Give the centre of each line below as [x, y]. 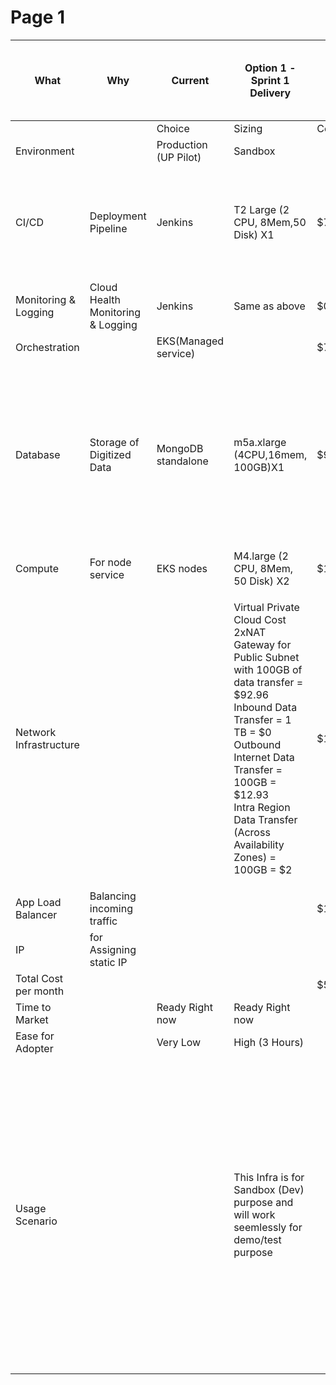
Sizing [248, 128]
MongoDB [180, 448]
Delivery [270, 93]
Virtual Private [266, 607]
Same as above [269, 306]
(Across [252, 832]
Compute [37, 568]
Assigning [113, 949]
